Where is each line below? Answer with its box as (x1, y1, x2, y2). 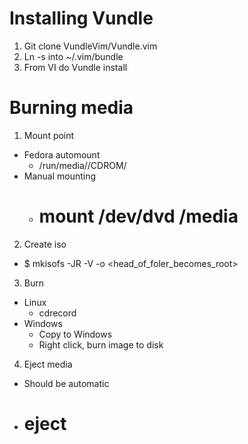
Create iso (23, 238, 67, 250)
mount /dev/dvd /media (38, 205, 239, 228)
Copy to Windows (38, 328, 113, 340)
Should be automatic (23, 377, 110, 389)
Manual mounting (23, 170, 97, 182)
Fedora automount (23, 148, 101, 161)
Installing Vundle (9, 7, 154, 30)
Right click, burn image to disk (38, 338, 164, 351)
